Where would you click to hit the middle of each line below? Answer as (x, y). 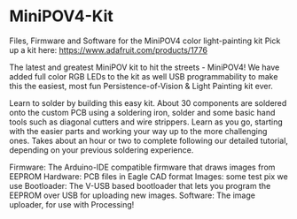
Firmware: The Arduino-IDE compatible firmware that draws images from (142, 167)
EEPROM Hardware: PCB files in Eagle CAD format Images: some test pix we (148, 176)
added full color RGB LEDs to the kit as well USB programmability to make (144, 76)
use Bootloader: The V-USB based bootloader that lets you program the (140, 185)
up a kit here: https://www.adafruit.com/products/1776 (109, 49)
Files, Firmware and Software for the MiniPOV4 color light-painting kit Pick (145, 41)
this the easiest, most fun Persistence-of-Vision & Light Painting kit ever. (141, 86)
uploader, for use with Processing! (72, 204)
